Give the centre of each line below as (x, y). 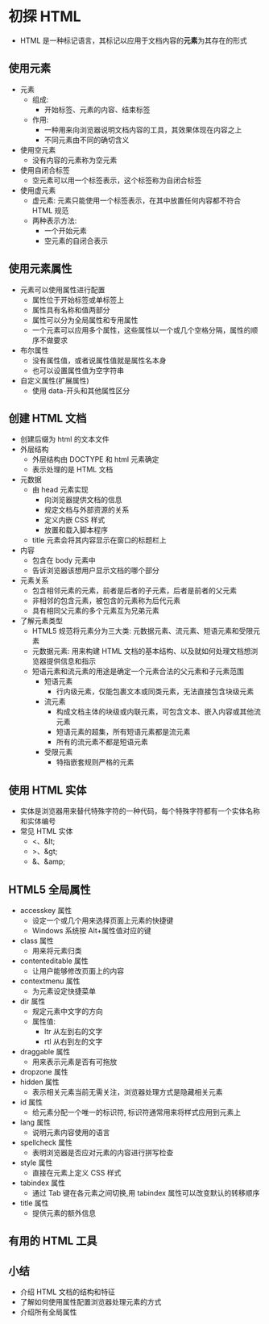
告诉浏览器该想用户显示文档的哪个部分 (95, 571)
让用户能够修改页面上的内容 (78, 971)
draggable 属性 (45, 1052)
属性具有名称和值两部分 (71, 310)
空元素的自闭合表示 (76, 241)
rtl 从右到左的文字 (73, 1041)
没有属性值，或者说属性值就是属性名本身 (99, 360)
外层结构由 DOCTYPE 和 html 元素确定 (95, 459)
